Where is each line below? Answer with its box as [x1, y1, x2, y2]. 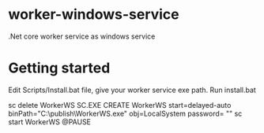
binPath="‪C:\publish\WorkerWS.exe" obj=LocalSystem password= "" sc [8, 109, 243, 118]
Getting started [8, 59, 111, 77]
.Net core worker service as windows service [8, 31, 156, 41]
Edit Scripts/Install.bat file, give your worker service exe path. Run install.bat [8, 85, 257, 94]
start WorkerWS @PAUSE [8, 116, 92, 127]
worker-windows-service [8, 6, 179, 24]
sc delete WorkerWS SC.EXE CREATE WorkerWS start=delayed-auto [8, 100, 232, 109]
